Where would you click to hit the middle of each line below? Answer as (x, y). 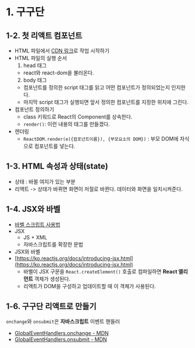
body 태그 (35, 80)
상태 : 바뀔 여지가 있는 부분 (45, 181)
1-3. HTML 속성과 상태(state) (57, 166)
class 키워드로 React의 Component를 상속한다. (78, 117)
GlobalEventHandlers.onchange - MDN (61, 333)
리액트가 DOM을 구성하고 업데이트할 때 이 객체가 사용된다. (90, 286)
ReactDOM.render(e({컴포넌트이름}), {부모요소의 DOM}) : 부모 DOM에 (101, 139)
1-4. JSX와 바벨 (33, 209)
